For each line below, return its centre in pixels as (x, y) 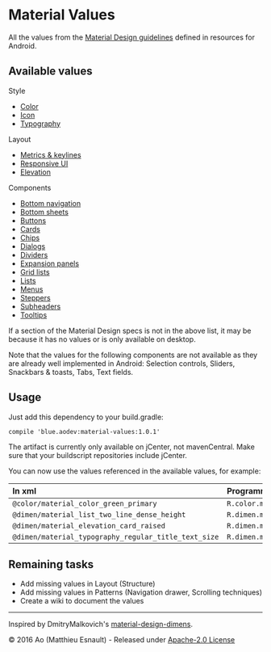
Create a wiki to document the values (82, 601)
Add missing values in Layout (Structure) (88, 584)
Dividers (34, 254)
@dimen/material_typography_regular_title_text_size (116, 536)
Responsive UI (44, 163)
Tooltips (33, 315)
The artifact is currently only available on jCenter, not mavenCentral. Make (132, 447)
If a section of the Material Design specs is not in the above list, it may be (130, 330)
